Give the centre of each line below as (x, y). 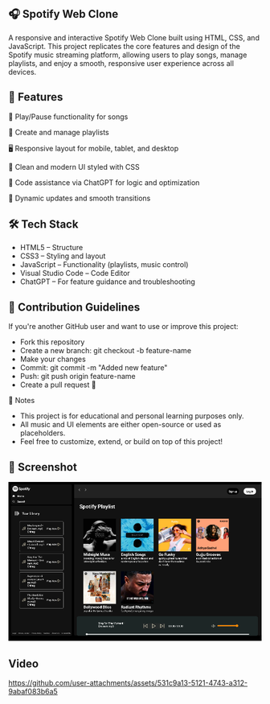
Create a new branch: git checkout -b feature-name (105, 351)
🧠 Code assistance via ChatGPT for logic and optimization (104, 182)
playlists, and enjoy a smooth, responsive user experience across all (121, 63)
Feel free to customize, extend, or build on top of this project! (121, 442)
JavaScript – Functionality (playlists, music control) (104, 265)
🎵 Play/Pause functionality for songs (68, 117)
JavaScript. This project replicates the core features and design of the (125, 46)
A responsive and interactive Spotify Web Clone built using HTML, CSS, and (134, 37)
